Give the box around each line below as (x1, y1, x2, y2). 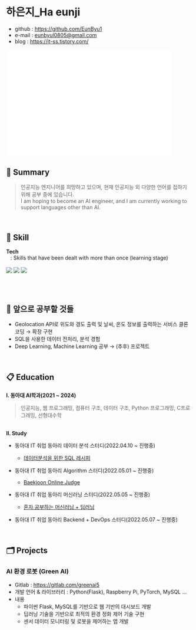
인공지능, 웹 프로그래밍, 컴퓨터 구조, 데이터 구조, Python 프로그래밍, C (20, 404, 181, 411)
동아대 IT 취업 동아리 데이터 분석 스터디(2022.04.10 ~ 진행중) (14, 442, 156, 449)
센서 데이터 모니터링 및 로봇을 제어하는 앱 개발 (23, 618, 129, 625)
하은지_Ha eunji (6, 5, 81, 19)
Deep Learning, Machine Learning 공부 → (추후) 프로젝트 (14, 343, 150, 350)
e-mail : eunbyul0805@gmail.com (14, 31, 97, 38)
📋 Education (6, 372, 55, 382)
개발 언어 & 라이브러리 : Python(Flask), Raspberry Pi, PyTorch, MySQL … (14, 588, 187, 595)
